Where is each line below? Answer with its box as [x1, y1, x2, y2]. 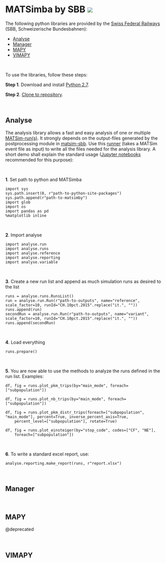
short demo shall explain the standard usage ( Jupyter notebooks [5, 151, 141, 157]
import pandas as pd [5, 208, 49, 213]
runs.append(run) [5, 307, 42, 312]
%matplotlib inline [5, 213, 47, 218]
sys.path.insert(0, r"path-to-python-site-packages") [5, 191, 122, 196]
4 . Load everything [5, 339, 45, 345]
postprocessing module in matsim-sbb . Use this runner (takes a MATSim [5, 140, 158, 146]
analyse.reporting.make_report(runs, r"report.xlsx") [5, 461, 122, 466]
